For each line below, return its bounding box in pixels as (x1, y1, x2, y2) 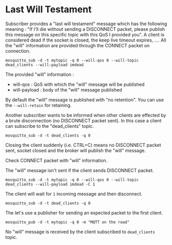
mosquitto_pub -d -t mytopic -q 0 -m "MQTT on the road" (5, 219, 130, 224)
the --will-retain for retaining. (5, 102, 72, 108)
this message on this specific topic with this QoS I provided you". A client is (5, 31, 165, 37)
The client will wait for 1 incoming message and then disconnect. (5, 191, 143, 197)
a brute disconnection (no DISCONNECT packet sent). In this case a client (5, 117, 162, 124)
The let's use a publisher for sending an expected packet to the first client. (5, 210, 163, 216)
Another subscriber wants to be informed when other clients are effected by (5, 112, 166, 118)
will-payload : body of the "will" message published (12, 86, 122, 93)
